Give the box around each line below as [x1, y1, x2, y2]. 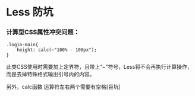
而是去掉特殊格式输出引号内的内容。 [6, 71, 95, 78]
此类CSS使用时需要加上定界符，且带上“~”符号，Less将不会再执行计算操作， [6, 63, 193, 71]
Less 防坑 [6, 5, 54, 19]
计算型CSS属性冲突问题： [6, 28, 80, 36]
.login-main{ [6, 42, 39, 48]
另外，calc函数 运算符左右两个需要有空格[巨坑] [6, 84, 121, 91]
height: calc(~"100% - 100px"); [17, 47, 97, 53]
